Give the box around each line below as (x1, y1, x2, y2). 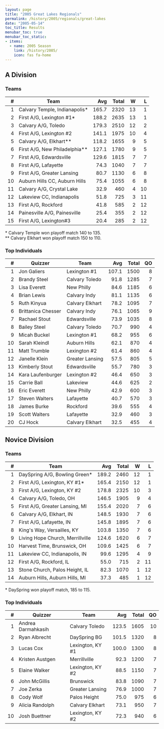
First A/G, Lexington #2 (19, 130, 72, 137)
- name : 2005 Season (9, 43, 51, 48)
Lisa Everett (19, 284, 46, 291)
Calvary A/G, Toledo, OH (19, 495, 75, 502)
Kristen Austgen (19, 656, 56, 663)
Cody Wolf (19, 694, 43, 701)
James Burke (19, 403, 49, 410)
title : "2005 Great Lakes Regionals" (5, 12, 82, 17)
